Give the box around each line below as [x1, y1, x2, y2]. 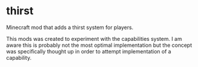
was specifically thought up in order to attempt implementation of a [6, 47, 172, 55]
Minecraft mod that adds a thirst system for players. [6, 24, 134, 31]
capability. [6, 54, 32, 61]
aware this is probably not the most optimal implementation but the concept [6, 42, 192, 49]
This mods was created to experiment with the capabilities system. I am [6, 35, 182, 42]
